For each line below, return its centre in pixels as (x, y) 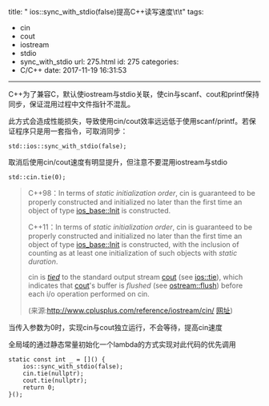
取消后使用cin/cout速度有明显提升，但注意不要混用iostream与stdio (118, 162)
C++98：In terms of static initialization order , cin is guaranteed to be (142, 193)
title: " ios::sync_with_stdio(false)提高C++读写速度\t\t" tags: (106, 12)
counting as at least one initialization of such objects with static (132, 253)
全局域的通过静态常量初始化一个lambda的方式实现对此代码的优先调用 (122, 344)
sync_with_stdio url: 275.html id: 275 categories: (99, 62)
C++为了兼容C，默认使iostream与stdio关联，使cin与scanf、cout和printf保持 (134, 94)
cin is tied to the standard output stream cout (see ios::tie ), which (135, 277)
